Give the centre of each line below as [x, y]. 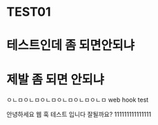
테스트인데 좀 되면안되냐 [71, 46]
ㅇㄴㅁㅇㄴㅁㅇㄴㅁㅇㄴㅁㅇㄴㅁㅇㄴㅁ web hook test [78, 100]
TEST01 [29, 12]
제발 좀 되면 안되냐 [55, 79]
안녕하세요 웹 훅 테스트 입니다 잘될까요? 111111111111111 [79, 115]
